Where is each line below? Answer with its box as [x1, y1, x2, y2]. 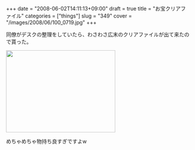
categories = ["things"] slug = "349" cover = [25, 12, 132, 19]
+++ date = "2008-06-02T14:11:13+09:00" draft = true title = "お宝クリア [6, 5, 181, 12]
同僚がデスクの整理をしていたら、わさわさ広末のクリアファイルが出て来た [6, 31, 185, 38]
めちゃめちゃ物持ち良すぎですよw [6, 138, 87, 145]
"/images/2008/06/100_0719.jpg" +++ [6, 19, 97, 26]
